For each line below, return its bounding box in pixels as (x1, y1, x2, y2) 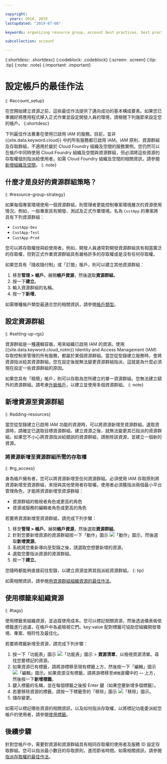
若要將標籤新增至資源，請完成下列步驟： (5, 640, 88, 646)
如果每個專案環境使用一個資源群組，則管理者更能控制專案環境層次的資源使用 (5, 202, 162, 208)
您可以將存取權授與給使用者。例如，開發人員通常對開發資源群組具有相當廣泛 (5, 244, 162, 251)
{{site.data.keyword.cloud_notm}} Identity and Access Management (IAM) (5, 346, 157, 353)
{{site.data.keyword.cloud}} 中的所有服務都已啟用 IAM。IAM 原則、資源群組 (5, 137, 160, 143)
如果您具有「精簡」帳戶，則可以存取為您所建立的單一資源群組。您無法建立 (5, 376, 158, 382)
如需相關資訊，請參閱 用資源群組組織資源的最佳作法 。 (5, 578, 114, 584)
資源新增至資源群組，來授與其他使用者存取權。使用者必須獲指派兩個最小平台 (5, 481, 162, 487)
